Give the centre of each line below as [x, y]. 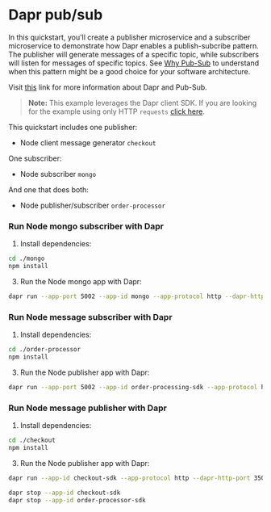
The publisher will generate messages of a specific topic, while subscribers [134, 54]
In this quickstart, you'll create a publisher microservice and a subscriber [129, 37]
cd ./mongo [27, 259]
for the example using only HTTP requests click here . [117, 111]
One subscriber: [35, 158]
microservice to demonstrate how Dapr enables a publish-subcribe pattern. [134, 45]
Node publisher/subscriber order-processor [93, 205]
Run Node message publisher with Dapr [88, 408]
